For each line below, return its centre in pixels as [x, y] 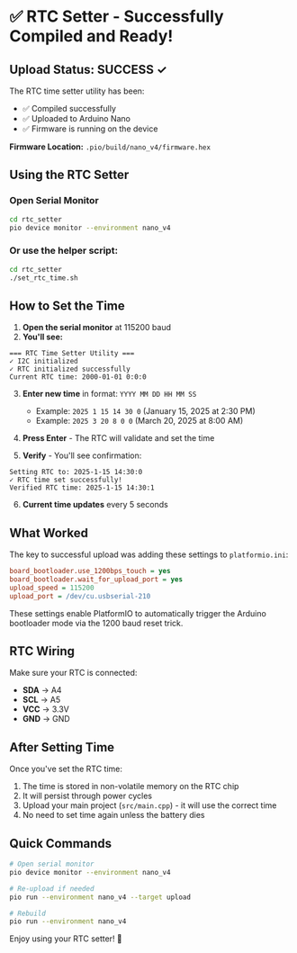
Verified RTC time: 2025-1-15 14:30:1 [82, 488]
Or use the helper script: [64, 251]
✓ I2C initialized [44, 362]
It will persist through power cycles [87, 796]
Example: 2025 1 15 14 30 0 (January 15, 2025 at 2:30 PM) [145, 411]
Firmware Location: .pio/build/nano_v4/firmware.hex [110, 147]
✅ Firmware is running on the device [90, 129]
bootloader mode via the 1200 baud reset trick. [96, 623]
